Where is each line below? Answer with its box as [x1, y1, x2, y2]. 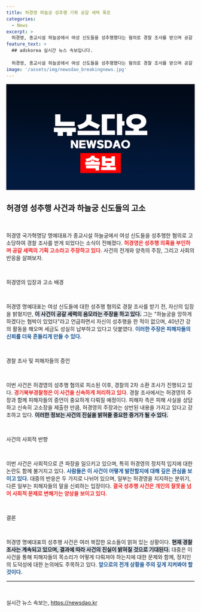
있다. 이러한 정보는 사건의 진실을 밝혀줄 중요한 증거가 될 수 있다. [22, 411, 169, 418]
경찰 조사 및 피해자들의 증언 [6, 357, 71, 364]
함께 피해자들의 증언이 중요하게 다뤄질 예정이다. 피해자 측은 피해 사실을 [17, 396, 182, 403]
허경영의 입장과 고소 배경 [6, 278, 64, 285]
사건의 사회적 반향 [6, 436, 48, 443]
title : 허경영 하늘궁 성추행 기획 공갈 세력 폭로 [6, 10, 111, 16]
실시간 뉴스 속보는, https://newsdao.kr [6, 599, 98, 606]
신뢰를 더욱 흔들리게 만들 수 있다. [6, 333, 82, 340]
